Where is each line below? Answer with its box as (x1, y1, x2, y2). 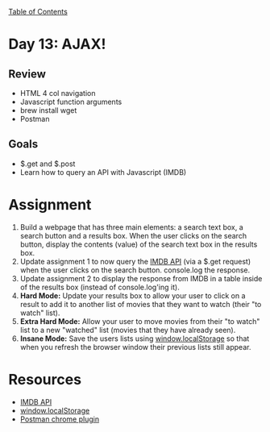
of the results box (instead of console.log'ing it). (19, 282, 180, 292)
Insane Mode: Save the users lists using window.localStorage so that (19, 334, 250, 343)
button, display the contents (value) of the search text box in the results (19, 239, 258, 249)
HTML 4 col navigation (19, 89, 96, 98)
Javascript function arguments (19, 97, 123, 106)
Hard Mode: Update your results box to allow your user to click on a (19, 290, 246, 301)
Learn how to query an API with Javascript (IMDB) (19, 167, 187, 177)
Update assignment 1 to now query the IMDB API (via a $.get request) (19, 256, 251, 266)
